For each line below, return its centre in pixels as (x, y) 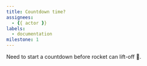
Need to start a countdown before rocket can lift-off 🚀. (74, 57)
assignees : (20, 17)
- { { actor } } (29, 23)
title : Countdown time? (36, 12)
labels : (16, 28)
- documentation (32, 34)
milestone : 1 (23, 40)
